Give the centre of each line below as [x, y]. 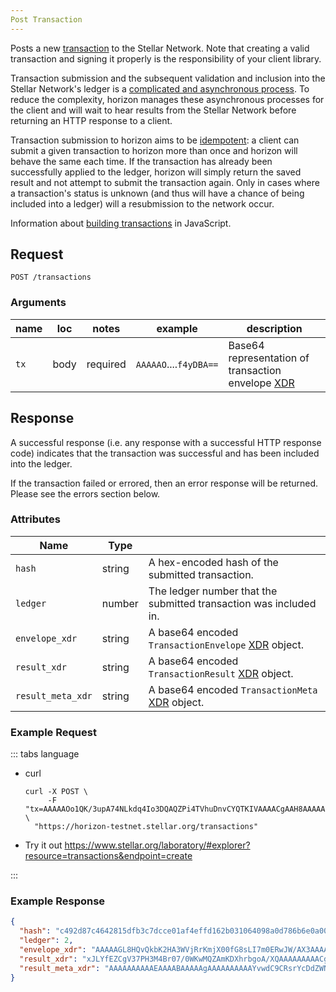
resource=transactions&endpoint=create [108, 856]
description [274, 328]
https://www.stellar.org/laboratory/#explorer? [157, 845]
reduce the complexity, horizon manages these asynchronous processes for [167, 99]
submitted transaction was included [232, 603]
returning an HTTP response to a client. [91, 120]
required [106, 364]
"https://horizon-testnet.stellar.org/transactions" [146, 827]
